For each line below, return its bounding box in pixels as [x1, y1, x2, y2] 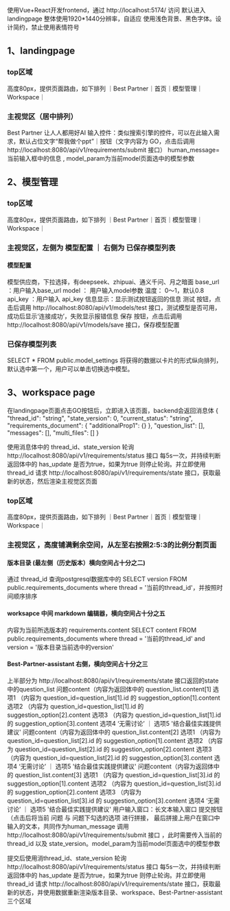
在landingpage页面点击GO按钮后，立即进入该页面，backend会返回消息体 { [7, 406, 218, 414]
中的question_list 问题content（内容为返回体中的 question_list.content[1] [7, 685, 211, 693]
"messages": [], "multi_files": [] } [7, 428, 100, 437]
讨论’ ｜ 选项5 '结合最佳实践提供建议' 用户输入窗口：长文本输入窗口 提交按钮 [7, 805, 223, 813]
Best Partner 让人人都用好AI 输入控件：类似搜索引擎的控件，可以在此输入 [7, 128, 214, 137]
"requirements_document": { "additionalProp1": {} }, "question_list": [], [7, 421, 205, 429]
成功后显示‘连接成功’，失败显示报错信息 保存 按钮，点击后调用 [7, 311, 183, 320]
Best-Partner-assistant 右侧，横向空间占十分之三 [7, 660, 148, 668]
